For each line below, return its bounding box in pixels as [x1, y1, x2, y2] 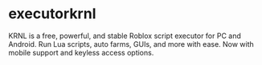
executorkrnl [8, 5, 96, 23]
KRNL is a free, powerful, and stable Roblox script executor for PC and [8, 31, 241, 40]
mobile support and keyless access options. [8, 48, 154, 57]
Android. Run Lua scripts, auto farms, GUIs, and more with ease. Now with [8, 39, 255, 48]
